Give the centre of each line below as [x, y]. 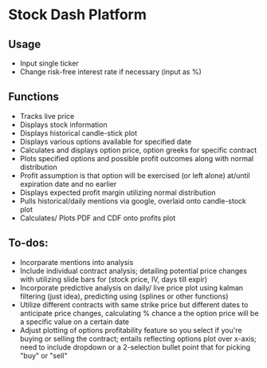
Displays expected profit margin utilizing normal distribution [118, 192]
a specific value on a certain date [75, 322]
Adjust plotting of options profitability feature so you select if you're [131, 330]
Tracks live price [47, 116]
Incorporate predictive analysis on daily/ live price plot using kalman [132, 287]
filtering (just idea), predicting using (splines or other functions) [124, 296]
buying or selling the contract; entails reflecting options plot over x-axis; [138, 338]
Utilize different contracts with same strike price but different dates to [134, 304]
